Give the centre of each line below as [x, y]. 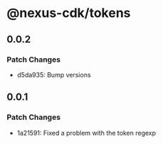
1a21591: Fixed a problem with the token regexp [86, 133]
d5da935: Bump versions [54, 74]
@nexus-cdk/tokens [69, 13]
